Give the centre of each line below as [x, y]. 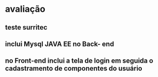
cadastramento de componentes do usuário [74, 68]
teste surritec [26, 27]
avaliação [25, 9]
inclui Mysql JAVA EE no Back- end [60, 44]
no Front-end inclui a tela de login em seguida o [79, 61]
